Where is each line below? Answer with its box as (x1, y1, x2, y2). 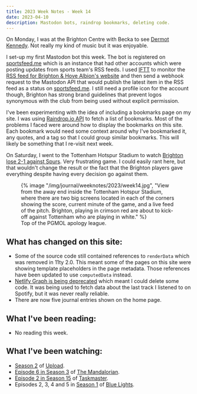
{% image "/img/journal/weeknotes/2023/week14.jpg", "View (21, 182, 169, 189)
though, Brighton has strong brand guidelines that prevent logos (6, 91, 162, 98)
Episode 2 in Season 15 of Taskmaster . (14, 375, 109, 382)
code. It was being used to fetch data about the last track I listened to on (14, 284, 191, 291)
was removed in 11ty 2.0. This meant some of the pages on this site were (14, 259, 192, 266)
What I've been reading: (6, 314, 96, 324)
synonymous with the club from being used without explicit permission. (6, 97, 180, 105)
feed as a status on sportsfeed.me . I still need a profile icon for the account (6, 85, 189, 92)
